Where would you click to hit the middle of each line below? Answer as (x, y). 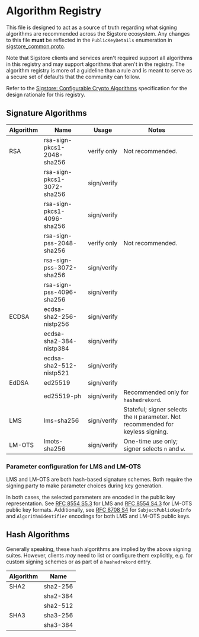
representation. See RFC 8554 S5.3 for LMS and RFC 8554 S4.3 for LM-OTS (99, 503)
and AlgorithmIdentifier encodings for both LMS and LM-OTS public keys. (98, 516)
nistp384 (56, 348)
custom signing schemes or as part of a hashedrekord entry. (79, 562)
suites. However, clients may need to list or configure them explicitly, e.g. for (99, 555)
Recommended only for (156, 392)
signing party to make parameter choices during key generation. (84, 486)
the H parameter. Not (152, 417)
